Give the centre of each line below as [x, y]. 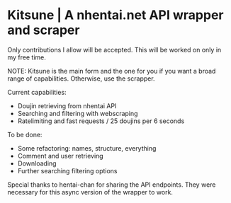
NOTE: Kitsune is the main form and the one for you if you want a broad [112, 71]
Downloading [37, 163]
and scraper [44, 30]
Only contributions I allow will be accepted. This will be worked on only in [114, 50]
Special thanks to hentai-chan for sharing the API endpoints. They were [112, 185]
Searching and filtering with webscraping [78, 113]
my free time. [27, 57]
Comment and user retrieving [61, 156]
